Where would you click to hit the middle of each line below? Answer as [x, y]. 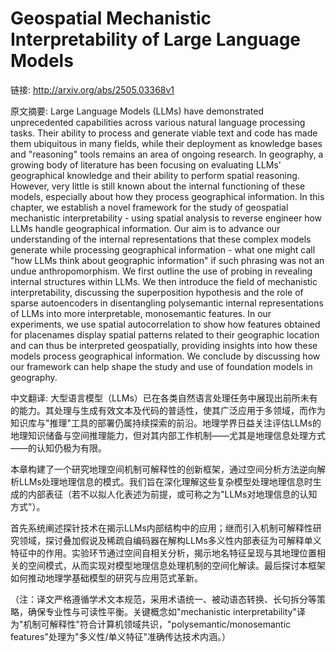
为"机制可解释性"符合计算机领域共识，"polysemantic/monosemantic [151, 624]
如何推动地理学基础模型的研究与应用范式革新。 [106, 578]
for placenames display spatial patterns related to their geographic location [165, 334]
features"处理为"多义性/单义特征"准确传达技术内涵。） [120, 636]
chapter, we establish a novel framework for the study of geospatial [149, 207]
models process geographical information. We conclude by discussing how [165, 356]
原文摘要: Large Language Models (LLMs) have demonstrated [137, 111]
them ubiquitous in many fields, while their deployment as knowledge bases [166, 143]
